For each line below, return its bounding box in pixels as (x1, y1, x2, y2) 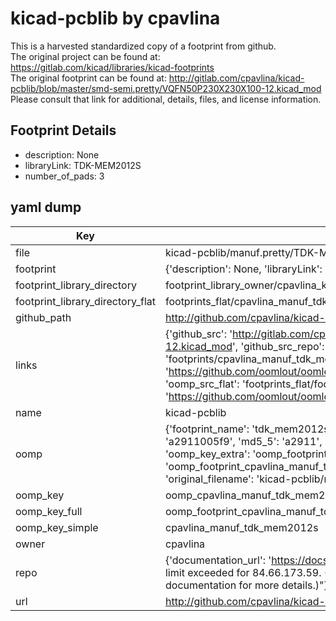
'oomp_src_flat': (164, 377, 240, 391)
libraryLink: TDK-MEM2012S (24, 159, 142, 171)
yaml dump (10, 199, 82, 216)
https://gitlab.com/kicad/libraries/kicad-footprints (10, 61, 215, 73)
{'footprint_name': (164, 422, 250, 436)
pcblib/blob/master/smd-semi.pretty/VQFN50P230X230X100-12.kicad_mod (10, 82, 322, 94)
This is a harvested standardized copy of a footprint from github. (10, 40, 277, 52)
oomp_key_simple (15, 520, 99, 534)
